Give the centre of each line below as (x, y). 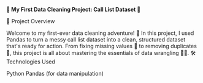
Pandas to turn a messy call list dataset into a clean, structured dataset (96, 39)
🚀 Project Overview (31, 21)
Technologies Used (31, 62)
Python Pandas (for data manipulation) (55, 74)
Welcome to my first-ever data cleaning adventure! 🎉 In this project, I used (100, 33)
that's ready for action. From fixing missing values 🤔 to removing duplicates (102, 46)
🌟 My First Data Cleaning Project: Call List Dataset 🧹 (74, 9)
